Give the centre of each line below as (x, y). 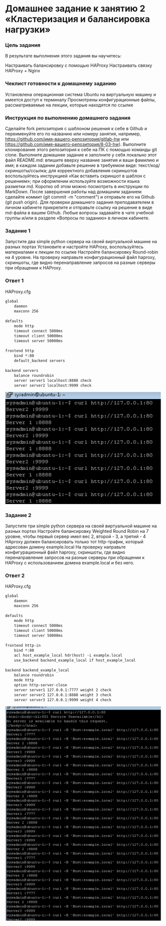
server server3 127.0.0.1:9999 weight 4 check (63, 700)
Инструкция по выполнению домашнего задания (68, 118)
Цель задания (23, 45)
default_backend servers (40, 360)
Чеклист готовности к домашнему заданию (61, 84)
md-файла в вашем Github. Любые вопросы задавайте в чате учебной (80, 213)
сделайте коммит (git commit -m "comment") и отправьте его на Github (80, 197)
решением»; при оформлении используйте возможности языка (72, 181)
